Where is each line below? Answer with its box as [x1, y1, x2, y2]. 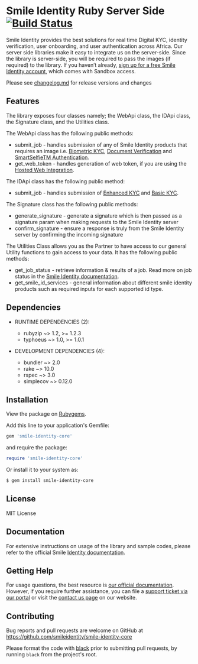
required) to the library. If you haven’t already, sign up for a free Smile [6, 61, 176, 69]
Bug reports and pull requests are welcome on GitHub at [6, 627, 144, 634]
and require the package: [6, 444, 68, 451]
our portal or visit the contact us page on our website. [6, 594, 137, 601]
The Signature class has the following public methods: [6, 200, 138, 208]
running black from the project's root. [6, 651, 98, 658]
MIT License [6, 510, 37, 517]
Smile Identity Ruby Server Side [6, 4, 165, 18]
